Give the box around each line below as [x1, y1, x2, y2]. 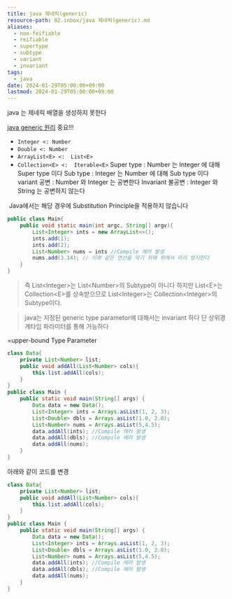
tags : [7, 69, 23, 76]
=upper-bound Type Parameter [7, 337, 97, 344]
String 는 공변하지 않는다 [17, 187, 85, 195]
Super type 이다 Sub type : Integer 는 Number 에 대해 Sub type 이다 [17, 169, 210, 178]
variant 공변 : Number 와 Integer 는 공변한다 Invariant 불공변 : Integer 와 [17, 178, 219, 186]
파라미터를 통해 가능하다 [43, 323, 109, 330]
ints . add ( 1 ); [32, 235, 71, 242]
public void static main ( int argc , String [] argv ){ [20, 222, 173, 229]
